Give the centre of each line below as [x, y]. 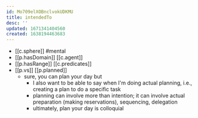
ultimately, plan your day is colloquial [78, 108]
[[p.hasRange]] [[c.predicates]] [53, 64]
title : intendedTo [29, 17]
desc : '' [17, 23]
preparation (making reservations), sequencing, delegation [105, 102]
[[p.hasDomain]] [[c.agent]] [49, 58]
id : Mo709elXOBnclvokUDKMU [40, 12]
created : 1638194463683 [36, 34]
